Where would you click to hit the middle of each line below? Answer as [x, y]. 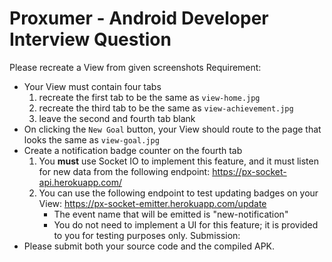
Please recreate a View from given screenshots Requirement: [135, 67]
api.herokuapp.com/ [80, 182]
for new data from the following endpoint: [124, 171]
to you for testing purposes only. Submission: [147, 235]
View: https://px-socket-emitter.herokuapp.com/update [152, 203]
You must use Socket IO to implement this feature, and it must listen [178, 161]
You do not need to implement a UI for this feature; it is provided [186, 224]
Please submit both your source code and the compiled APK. [149, 246]
